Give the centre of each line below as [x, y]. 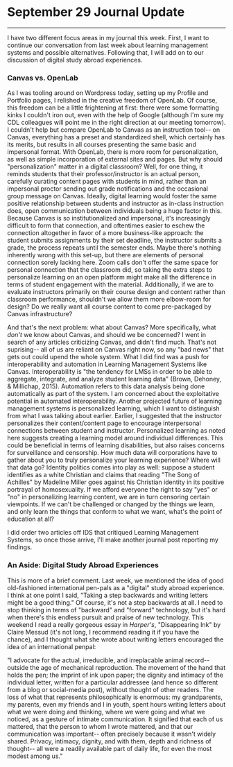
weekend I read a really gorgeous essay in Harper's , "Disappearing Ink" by [114, 624]
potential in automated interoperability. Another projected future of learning [114, 401]
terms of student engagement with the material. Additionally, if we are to [110, 284]
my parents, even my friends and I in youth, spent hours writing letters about [116, 704]
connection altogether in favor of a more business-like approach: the [105, 233]
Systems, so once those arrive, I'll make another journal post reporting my [113, 540]
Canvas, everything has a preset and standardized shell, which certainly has [116, 137]
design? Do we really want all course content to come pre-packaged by [109, 307]
